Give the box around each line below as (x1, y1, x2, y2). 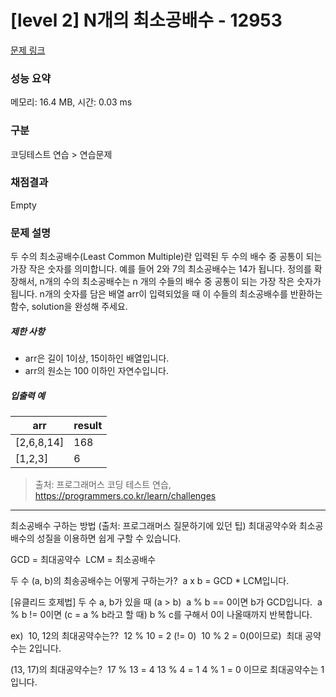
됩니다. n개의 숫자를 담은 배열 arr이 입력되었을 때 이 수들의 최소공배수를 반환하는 (10, 288, 323, 300)
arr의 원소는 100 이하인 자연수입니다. (24, 365, 169, 377)
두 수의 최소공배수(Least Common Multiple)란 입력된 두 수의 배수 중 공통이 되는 (10, 251, 323, 263)
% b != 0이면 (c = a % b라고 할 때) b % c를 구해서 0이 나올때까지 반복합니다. (10, 609, 313, 621)
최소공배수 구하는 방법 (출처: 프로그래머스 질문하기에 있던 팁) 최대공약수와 (10, 520, 297, 532)
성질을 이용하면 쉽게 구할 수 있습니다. (36, 532, 182, 545)
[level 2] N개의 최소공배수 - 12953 (10, 9, 283, 32)
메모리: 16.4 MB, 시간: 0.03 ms (10, 96, 133, 108)
